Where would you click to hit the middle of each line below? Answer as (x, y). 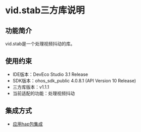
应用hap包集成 (28, 124)
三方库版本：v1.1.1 (31, 87)
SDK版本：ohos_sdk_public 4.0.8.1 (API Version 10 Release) (74, 80)
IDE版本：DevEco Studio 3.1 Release (50, 74)
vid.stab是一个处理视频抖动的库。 (40, 44)
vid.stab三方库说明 (45, 10)
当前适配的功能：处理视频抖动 (43, 93)
